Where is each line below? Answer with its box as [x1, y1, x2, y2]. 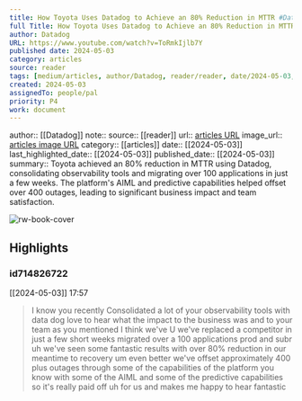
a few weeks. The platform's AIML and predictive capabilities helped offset [9, 177, 287, 189]
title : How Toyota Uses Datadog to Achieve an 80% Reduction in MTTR [9, 13, 276, 22]
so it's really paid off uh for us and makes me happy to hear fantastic [31, 381, 287, 392]
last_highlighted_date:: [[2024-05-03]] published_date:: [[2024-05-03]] [9, 149, 276, 160]
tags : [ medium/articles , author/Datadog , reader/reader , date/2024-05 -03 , [9, 72, 296, 81]
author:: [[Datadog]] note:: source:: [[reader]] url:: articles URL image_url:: [9, 129, 283, 140]
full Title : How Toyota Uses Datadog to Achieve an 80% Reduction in [9, 22, 276, 31]
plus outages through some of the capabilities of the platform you [31, 361, 275, 373]
